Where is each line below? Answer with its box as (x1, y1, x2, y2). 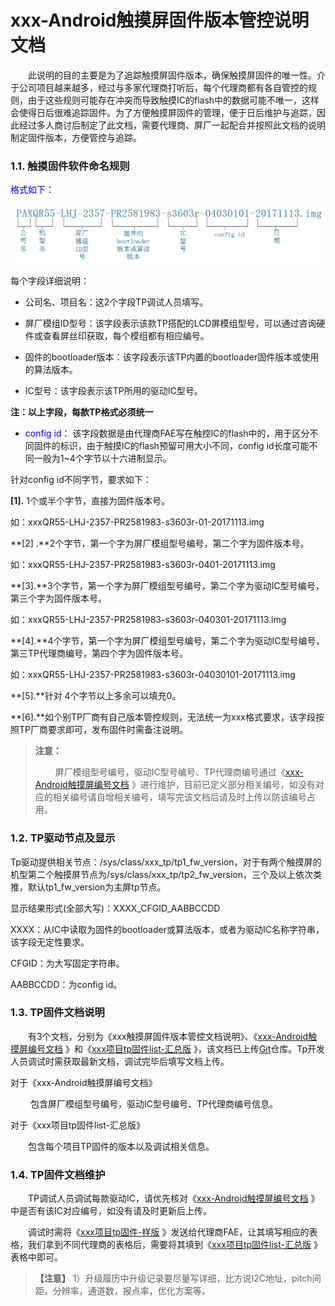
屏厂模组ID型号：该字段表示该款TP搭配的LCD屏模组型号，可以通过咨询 (24, 317, 317, 330)
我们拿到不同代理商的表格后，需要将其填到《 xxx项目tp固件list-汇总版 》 (27, 1239, 323, 1251)
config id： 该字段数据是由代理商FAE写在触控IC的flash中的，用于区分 (24, 427, 310, 440)
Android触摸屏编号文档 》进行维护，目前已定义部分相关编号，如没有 (34, 779, 316, 791)
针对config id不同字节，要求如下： (10, 474, 152, 486)
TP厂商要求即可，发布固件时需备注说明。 (18, 724, 188, 736)
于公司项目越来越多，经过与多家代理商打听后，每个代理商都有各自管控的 (10, 81, 308, 93)
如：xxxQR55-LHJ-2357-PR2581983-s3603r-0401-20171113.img (10, 559, 276, 571)
